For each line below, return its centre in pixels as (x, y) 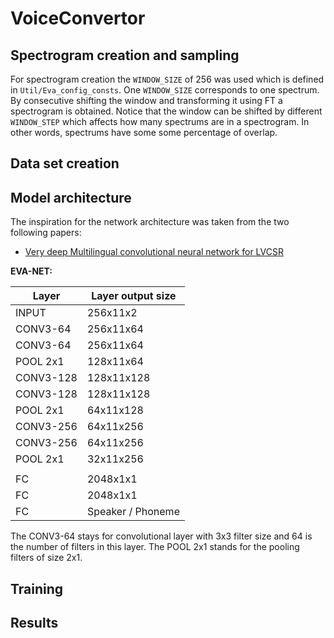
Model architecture (71, 197)
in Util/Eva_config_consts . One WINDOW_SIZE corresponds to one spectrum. (165, 90)
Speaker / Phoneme (133, 512)
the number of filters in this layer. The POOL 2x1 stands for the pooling (155, 547)
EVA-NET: (31, 271)
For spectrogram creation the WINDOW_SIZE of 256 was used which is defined (167, 79)
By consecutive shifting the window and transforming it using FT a (146, 100)
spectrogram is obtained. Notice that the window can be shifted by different (166, 111)
